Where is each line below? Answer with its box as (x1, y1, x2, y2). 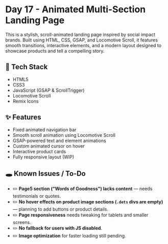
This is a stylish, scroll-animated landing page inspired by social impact (5, 31, 156, 37)
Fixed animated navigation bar (12, 127, 77, 133)
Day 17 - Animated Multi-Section (5, 4, 146, 15)
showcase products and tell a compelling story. (5, 48, 105, 54)
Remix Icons (12, 98, 39, 104)
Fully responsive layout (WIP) (12, 154, 75, 160)
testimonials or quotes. (12, 193, 61, 199)
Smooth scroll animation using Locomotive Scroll (12, 132, 116, 138)
